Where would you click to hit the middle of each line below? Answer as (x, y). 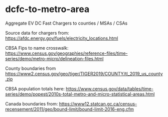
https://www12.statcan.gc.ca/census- (98, 103)
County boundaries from (31, 68)
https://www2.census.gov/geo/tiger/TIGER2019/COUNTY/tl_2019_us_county (84, 73)
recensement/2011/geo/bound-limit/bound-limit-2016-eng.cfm (70, 109)
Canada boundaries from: (32, 103)
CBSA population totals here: (35, 88)
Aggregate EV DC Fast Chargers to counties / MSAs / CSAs (66, 23)
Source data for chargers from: (37, 33)
